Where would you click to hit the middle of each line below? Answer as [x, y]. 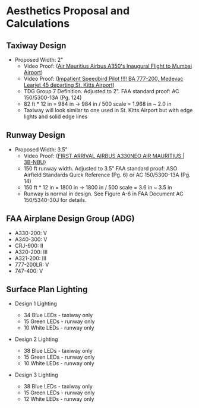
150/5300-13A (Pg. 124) [53, 97]
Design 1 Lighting [36, 303]
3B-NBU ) [35, 162]
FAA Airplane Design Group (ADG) [70, 219]
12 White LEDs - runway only [59, 399]
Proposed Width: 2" [39, 60]
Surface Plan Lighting [47, 290]
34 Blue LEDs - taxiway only [58, 315]
